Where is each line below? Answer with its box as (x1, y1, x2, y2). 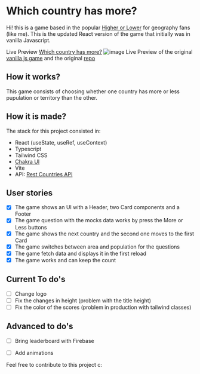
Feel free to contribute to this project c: (6, 361, 103, 368)
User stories (6, 188, 53, 198)
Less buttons (14, 223, 47, 231)
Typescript (14, 145, 42, 152)
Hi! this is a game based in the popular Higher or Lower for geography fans (6, 24, 190, 31)
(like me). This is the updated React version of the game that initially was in (6, 30, 191, 37)
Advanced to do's (6, 321, 73, 332)
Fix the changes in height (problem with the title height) (14, 297, 151, 304)
